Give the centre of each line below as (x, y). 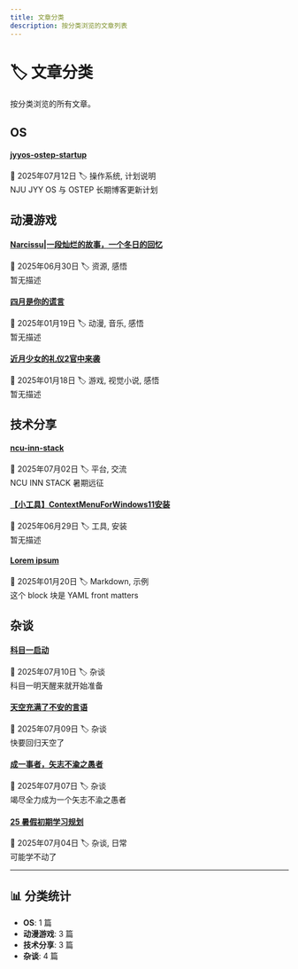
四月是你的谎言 (37, 301)
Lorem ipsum (35, 560)
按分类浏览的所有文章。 (53, 104)
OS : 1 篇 (37, 923)
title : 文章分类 (37, 17)
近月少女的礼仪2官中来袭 (55, 359)
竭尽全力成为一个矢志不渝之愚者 (68, 800)
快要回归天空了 (37, 742)
